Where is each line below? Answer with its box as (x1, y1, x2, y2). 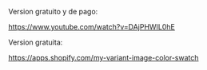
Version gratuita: (8, 37, 63, 47)
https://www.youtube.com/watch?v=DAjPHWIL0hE (8, 22, 176, 31)
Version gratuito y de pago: (8, 7, 98, 16)
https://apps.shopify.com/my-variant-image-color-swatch (8, 53, 199, 62)
